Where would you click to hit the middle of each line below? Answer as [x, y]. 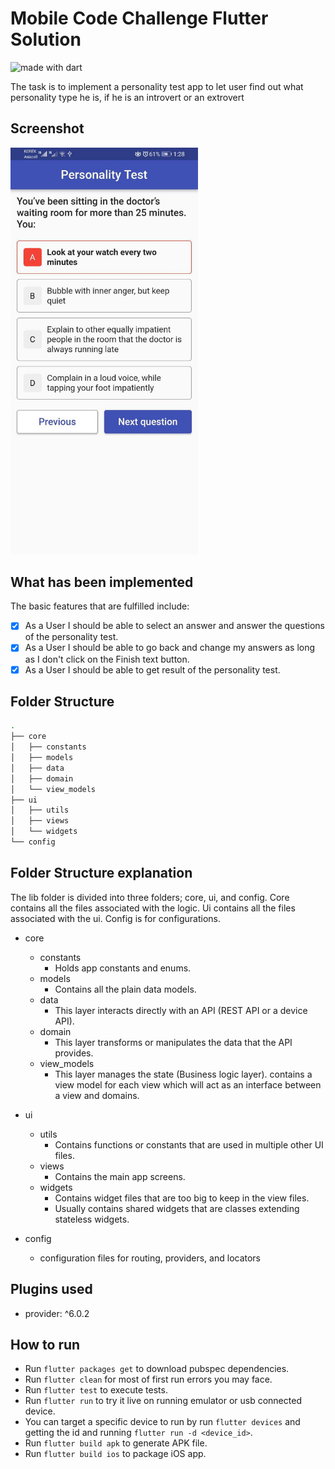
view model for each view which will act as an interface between [188, 1084]
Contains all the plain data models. [125, 989]
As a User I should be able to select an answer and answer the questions [174, 626]
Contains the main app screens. [120, 1176]
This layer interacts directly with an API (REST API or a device [181, 1010]
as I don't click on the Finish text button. [107, 659]
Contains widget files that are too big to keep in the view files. [182, 1198]
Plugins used [51, 1289]
